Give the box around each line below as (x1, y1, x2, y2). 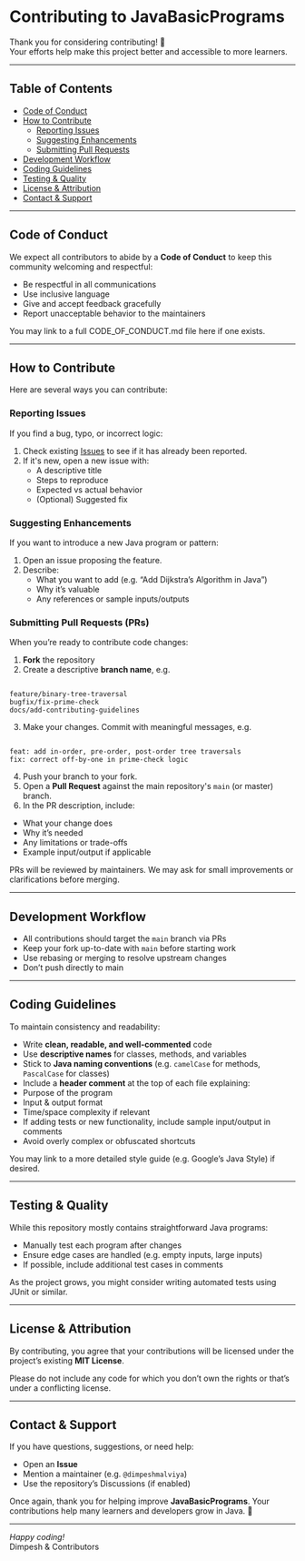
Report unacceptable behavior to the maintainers (22, 308, 206, 319)
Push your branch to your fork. (22, 771, 138, 782)
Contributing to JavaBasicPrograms (9, 6, 285, 27)
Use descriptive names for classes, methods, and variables (22, 1049, 247, 1059)
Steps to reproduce (35, 474, 109, 485)
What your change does (22, 817, 113, 829)
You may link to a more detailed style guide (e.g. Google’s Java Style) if (9, 1153, 275, 1164)
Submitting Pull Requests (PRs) (9, 616, 150, 629)
